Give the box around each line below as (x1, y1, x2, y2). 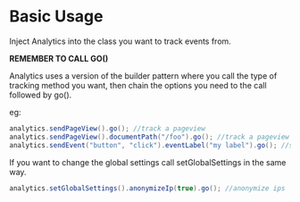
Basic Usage (9, 6, 104, 27)
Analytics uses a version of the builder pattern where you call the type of (9, 70, 278, 81)
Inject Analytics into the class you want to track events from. (9, 36, 232, 46)
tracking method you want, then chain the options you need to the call (9, 80, 267, 90)
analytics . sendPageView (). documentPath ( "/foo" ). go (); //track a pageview (9, 132, 290, 141)
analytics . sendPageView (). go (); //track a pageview (9, 123, 205, 133)
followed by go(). (9, 89, 72, 100)
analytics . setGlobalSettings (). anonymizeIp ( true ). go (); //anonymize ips (9, 183, 286, 193)
